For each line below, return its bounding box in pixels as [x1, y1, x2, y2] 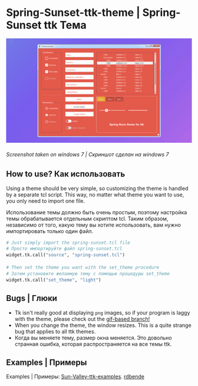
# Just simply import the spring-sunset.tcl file [6, 240, 131, 246]
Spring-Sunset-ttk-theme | [6, 6, 140, 19]
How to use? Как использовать [6, 169, 126, 179]
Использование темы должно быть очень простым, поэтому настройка [6, 208, 187, 215]
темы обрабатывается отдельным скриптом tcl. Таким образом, [6, 215, 169, 222]
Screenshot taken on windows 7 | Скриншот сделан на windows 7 [6, 151, 169, 158]
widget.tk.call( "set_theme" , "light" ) [6, 277, 101, 283]
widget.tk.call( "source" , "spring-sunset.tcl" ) [6, 252, 126, 258]
